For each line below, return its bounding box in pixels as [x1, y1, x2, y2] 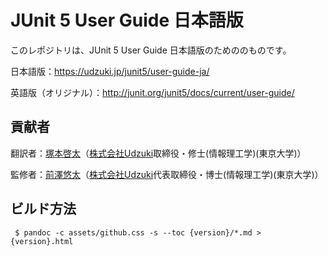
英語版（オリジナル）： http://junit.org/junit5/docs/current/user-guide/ [10, 86, 295, 98]
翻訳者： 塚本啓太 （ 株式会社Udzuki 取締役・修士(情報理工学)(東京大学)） [10, 147, 307, 159]
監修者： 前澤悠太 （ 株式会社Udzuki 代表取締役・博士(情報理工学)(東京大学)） [10, 168, 324, 180]
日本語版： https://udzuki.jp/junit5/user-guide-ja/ [10, 65, 210, 77]
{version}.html [10, 236, 74, 246]
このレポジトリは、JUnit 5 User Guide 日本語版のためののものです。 [10, 44, 292, 56]
